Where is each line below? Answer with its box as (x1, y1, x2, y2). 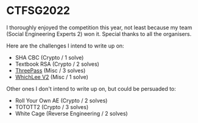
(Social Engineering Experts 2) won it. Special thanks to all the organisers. (6, 30, 192, 37)
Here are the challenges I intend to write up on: (6, 42, 124, 49)
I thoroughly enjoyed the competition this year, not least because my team (6, 24, 193, 31)
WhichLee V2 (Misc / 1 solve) (15, 73, 88, 80)
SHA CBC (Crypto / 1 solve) (15, 54, 84, 61)
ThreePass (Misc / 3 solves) (15, 66, 86, 74)
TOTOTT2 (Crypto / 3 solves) (15, 103, 89, 110)
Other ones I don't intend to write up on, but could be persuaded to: (6, 85, 177, 92)
